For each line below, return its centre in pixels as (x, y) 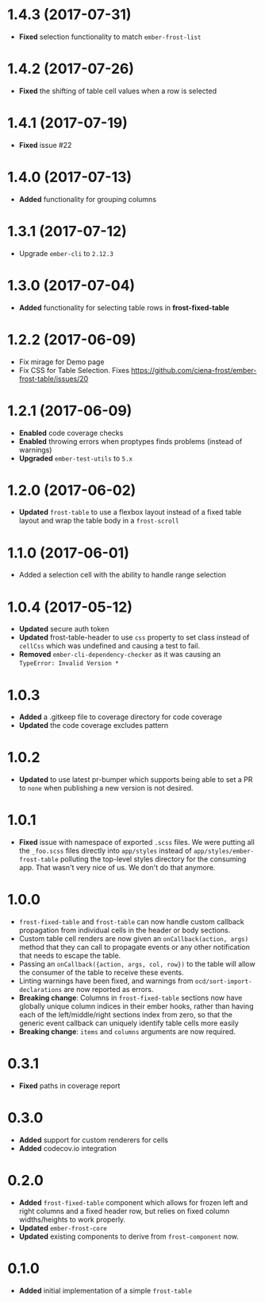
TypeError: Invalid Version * (69, 663)
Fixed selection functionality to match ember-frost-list (110, 37)
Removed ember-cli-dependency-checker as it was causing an (120, 655)
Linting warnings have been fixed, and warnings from (106, 981)
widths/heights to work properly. (72, 1219)
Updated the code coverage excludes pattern (94, 725)
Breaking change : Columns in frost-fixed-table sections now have (131, 998)
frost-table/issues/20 (54, 379)
